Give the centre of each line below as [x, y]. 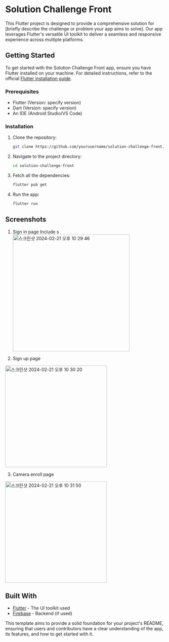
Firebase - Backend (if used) [42, 614]
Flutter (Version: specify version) [47, 103]
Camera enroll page [33, 474]
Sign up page [27, 358]
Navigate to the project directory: [47, 157]
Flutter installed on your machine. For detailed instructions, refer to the [79, 73]
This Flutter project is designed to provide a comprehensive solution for [80, 23]
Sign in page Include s [36, 232]
